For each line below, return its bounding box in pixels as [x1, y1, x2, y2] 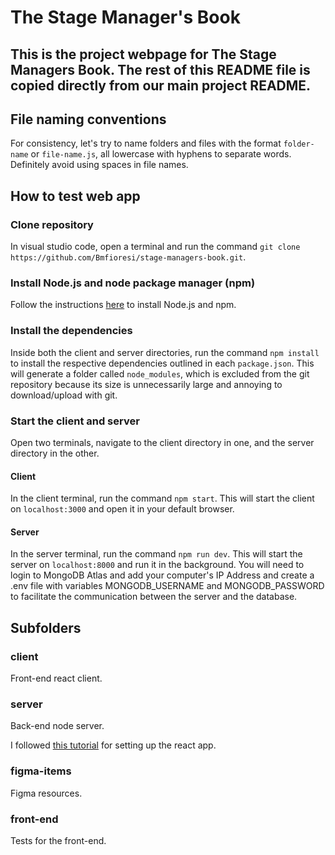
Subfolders [10, 619, 82, 636]
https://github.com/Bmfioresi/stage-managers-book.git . [10, 251, 247, 263]
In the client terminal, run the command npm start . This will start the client [10, 492, 315, 505]
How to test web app [10, 187, 141, 205]
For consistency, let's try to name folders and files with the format [10, 137, 282, 150]
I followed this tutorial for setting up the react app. [10, 739, 217, 751]
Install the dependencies [10, 324, 133, 338]
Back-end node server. [10, 720, 105, 732]
